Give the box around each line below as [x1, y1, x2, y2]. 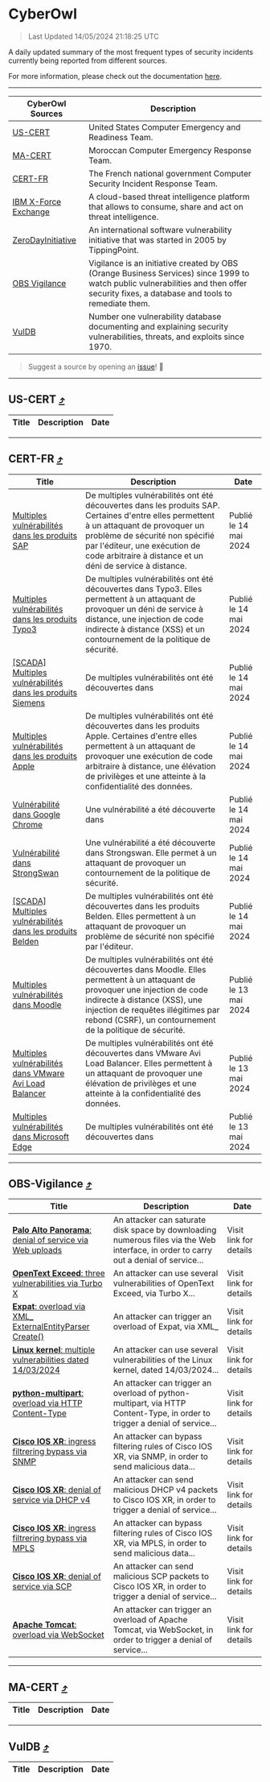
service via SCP [12, 1581, 72, 1592]
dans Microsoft [12, 1131, 70, 1142]
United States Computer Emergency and [88, 122, 241, 133]
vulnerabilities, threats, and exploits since [88, 331, 245, 342]
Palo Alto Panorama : [12, 1225, 92, 1236]
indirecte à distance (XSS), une [85, 994, 202, 1005]
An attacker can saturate [112, 1214, 207, 1225]
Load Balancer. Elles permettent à [85, 1057, 213, 1068]
